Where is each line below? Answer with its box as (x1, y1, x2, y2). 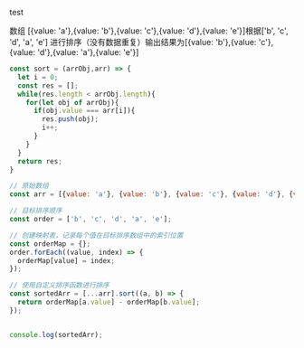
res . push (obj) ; (42, 115, 100, 124)
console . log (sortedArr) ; (9, 330, 103, 339)
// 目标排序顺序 (9, 206, 62, 215)
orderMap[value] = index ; (17, 256, 116, 265)
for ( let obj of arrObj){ (25, 98, 119, 107)
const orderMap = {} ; (9, 239, 91, 249)
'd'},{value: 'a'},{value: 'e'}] (37, 47, 139, 57)
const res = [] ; (17, 80, 79, 90)
